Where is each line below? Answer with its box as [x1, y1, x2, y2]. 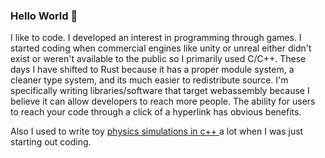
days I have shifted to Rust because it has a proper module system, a [10, 64, 295, 76]
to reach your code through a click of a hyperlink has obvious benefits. [10, 106, 302, 118]
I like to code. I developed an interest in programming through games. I [10, 32, 302, 44]
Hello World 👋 [10, 9, 78, 23]
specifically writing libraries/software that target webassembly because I [10, 85, 310, 97]
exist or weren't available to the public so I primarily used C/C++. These [10, 53, 307, 65]
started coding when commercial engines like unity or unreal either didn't [10, 42, 312, 54]
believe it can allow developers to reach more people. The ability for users [10, 95, 316, 108]
